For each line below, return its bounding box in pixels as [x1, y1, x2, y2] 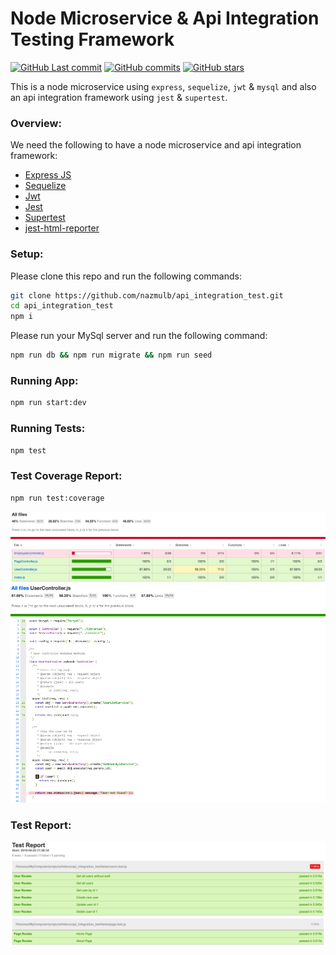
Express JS [24, 169, 72, 181]
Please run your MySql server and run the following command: [10, 330, 268, 342]
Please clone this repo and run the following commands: [10, 270, 242, 282]
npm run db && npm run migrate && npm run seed [10, 350, 213, 361]
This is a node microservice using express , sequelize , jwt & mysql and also [10, 80, 317, 92]
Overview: [10, 116, 62, 130]
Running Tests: [10, 422, 86, 436]
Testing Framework [10, 28, 175, 51]
